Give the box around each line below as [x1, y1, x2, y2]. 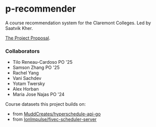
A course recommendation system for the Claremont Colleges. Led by [5, 20, 151, 26]
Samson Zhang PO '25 [12, 64, 60, 71]
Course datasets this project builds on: [5, 101, 86, 107]
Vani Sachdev [12, 75, 42, 81]
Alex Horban [12, 86, 39, 92]
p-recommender [5, 3, 76, 15]
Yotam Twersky [12, 80, 46, 87]
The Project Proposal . [5, 35, 51, 41]
